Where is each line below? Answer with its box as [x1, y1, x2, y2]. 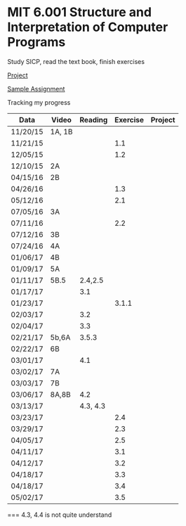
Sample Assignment [7, 84, 65, 93]
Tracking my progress [7, 98, 71, 106]
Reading [79, 115, 108, 124]
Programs [7, 34, 66, 50]
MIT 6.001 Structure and [7, 4, 152, 20]
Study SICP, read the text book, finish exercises [7, 57, 145, 65]
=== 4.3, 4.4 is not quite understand [7, 511, 112, 519]
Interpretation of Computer [7, 19, 168, 35]
